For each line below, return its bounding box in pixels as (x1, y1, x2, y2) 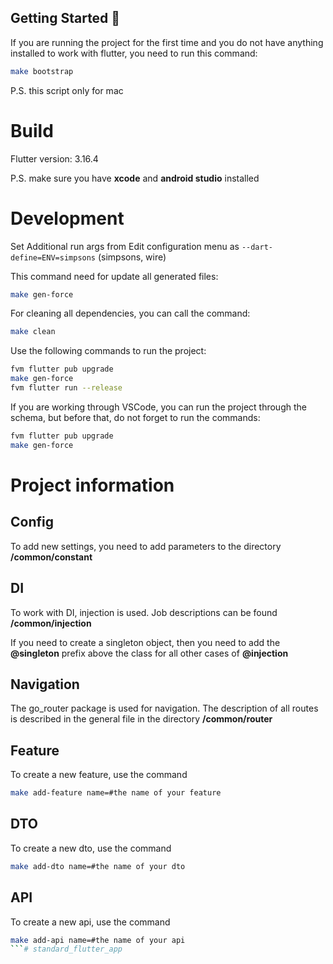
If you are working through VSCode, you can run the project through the (10, 401, 307, 413)
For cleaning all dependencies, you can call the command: (10, 307, 251, 320)
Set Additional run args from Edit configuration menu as (10, 240, 240, 252)
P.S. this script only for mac (10, 84, 124, 96)
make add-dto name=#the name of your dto (10, 861, 186, 871)
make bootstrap (10, 66, 74, 76)
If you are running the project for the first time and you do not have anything (10, 36, 324, 48)
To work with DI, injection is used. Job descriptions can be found (10, 606, 278, 618)
